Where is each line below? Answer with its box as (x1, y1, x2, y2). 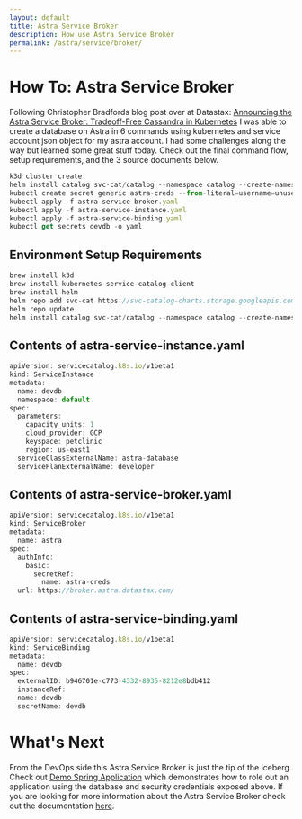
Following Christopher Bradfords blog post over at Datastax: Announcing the (9, 107, 292, 118)
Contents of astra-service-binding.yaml (9, 611, 238, 626)
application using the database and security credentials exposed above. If (9, 780, 283, 792)
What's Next (9, 733, 105, 752)
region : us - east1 (25, 445, 91, 454)
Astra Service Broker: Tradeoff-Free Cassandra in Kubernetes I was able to (9, 116, 287, 127)
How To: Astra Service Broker (9, 77, 235, 97)
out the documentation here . (9, 800, 115, 811)
